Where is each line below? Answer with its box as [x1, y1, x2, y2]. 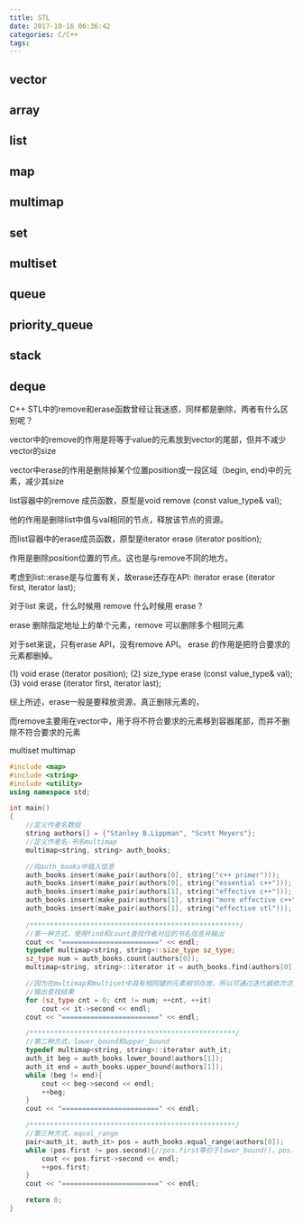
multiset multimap [9, 745, 76, 755]
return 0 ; [25, 1196, 63, 1205]
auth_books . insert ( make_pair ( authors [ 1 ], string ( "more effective [25, 895, 277, 905]
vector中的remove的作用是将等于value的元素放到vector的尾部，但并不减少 [9, 434, 287, 445]
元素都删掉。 [9, 650, 57, 661]
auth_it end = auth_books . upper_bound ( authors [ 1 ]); [25, 1062, 224, 1071]
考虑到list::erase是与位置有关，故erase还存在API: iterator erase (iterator [9, 571, 276, 582]
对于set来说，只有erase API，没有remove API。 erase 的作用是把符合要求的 [9, 638, 290, 650]
